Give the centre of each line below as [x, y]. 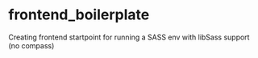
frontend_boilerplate [79, 15]
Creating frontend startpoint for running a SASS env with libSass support [129, 37]
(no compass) [31, 45]
